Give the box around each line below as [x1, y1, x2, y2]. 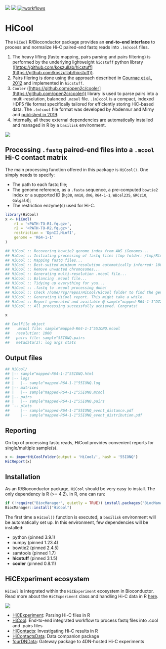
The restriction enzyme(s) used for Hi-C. [12, 202, 95, 208]
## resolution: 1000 [5, 330, 52, 336]
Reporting [5, 426, 37, 435]
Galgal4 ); [12, 197, 31, 203]
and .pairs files [12, 622, 43, 628]
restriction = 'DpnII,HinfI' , [14, 231, 77, 235]
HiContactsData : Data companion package [12, 633, 100, 639]
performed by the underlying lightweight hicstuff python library [12, 59, 143, 65]
